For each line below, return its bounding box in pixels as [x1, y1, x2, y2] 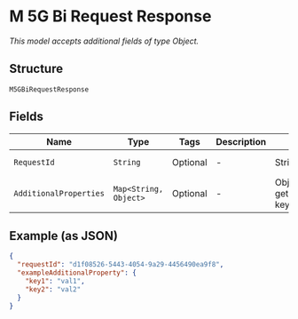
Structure [9, 61, 64, 76]
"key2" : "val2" [25, 284, 82, 294]
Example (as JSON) [9, 228, 118, 243]
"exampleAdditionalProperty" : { [17, 268, 137, 277]
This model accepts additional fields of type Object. [9, 36, 200, 46]
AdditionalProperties [13, 188, 105, 198]
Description [216, 135, 267, 148]
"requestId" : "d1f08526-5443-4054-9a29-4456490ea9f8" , [17, 260, 224, 269]
